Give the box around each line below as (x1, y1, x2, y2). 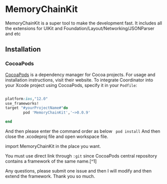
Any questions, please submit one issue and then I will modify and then (5, 168, 151, 173)
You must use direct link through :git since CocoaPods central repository (5, 153, 157, 158)
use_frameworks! (5, 101, 39, 106)
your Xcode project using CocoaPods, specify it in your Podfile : (5, 82, 137, 88)
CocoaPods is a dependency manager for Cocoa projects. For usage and (5, 71, 156, 77)
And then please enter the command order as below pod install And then (5, 128, 160, 134)
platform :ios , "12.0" (5, 96, 48, 101)
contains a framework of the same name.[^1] (5, 158, 97, 164)
